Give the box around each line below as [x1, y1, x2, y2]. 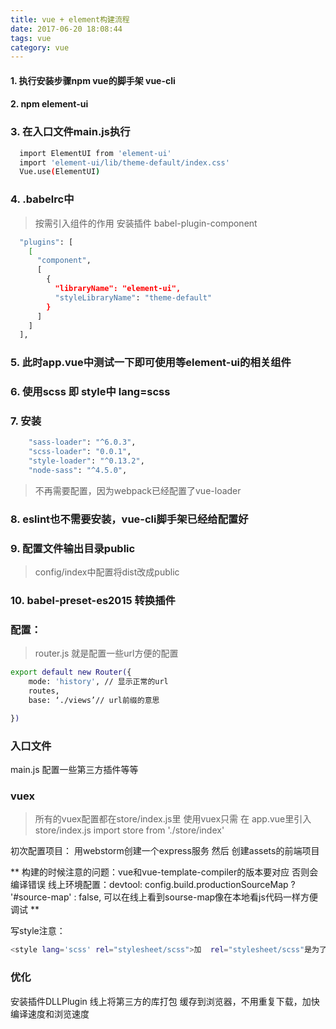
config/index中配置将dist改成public [34, 566, 180, 578]
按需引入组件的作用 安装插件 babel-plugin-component [34, 217, 258, 229]
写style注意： [10, 925, 66, 937]
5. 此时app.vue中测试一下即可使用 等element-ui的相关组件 [10, 356, 292, 370]
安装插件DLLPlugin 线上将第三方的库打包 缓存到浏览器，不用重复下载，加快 [10, 995, 320, 1007]
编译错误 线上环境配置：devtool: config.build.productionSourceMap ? [10, 879, 296, 891]
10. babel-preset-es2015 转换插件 [10, 594, 176, 608]
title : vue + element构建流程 [10, 14, 130, 25]
